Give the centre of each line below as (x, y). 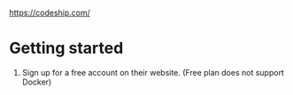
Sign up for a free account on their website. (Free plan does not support (153, 72)
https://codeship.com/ (50, 13)
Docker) (37, 82)
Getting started (66, 48)
